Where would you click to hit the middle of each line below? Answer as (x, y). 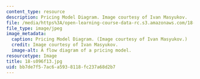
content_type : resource (36, 12)
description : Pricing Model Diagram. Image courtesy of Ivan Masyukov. (97, 17)
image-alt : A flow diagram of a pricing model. (72, 50)
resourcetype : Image (32, 56)
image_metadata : (26, 34)
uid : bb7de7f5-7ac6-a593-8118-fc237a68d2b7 (61, 67)
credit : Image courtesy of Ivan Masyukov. (65, 45)
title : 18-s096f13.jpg (34, 61)
